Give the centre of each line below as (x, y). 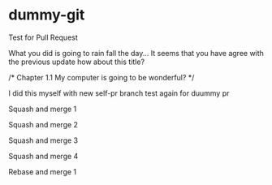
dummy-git (47, 15)
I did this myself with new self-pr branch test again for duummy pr (119, 93)
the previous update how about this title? (76, 62)
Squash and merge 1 (43, 109)
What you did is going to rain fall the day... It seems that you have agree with (136, 53)
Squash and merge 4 (43, 156)
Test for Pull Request (43, 37)
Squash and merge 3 (43, 140)
